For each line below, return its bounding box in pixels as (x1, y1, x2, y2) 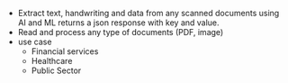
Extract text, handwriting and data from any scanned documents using (17, 8, 280, 18)
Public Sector (31, 65, 82, 76)
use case (17, 36, 52, 47)
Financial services (31, 46, 99, 57)
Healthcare (31, 56, 73, 66)
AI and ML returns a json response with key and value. (17, 17, 220, 28)
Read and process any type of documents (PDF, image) (17, 27, 224, 37)
